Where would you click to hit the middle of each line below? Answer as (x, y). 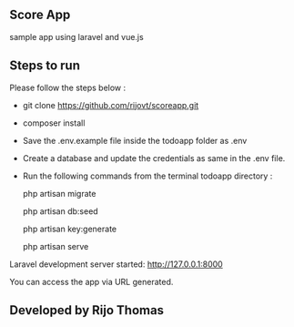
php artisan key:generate (70, 229)
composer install (54, 123)
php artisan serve (56, 246)
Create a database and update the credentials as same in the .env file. (154, 158)
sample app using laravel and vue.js (76, 36)
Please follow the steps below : (68, 87)
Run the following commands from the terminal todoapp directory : (147, 176)
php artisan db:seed (60, 211)
